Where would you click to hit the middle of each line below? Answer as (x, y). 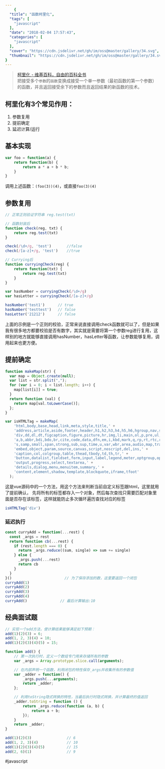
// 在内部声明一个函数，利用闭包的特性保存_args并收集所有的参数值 (74, 670)
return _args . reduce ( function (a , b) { (64, 706)
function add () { (23, 652)
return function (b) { (36, 162)
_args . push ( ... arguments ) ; (50, 679)
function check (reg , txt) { (34, 228)
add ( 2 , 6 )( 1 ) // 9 (41, 752)
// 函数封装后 (18, 224)
